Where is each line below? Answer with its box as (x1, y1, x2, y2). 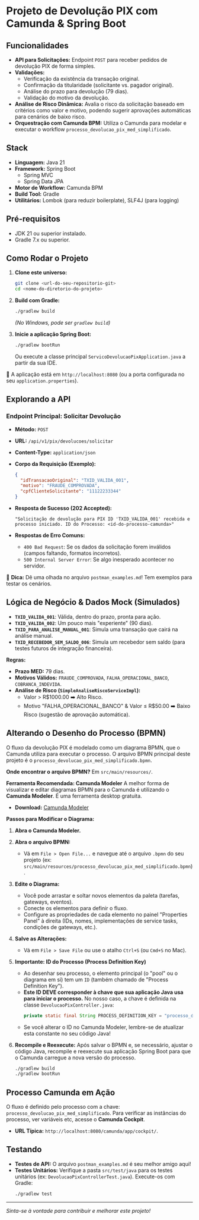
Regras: (6, 656, 26, 663)
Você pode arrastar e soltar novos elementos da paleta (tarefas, (23, 892, 179, 899)
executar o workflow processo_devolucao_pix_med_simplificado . (14, 126, 172, 133)
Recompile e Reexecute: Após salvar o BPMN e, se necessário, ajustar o (14, 1041, 193, 1048)
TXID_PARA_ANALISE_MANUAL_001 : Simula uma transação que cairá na (14, 626, 178, 633)
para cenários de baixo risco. (14, 113, 86, 120)
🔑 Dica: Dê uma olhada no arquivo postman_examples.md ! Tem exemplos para (6, 574, 192, 581)
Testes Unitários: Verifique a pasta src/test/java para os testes (14, 1166, 173, 1174)
